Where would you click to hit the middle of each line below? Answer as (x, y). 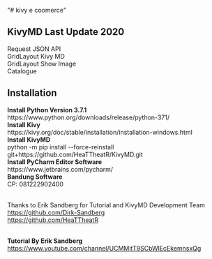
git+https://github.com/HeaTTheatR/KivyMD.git (75, 154)
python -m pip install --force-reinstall (61, 147)
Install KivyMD (29, 140)
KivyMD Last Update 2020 (66, 32)
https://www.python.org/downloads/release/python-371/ (88, 117)
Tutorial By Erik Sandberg (45, 241)
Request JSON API (34, 49)
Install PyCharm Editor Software (55, 162)
